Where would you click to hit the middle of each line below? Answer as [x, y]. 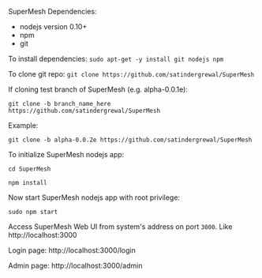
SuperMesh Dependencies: [52, 11]
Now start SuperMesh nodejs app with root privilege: [94, 197]
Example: [23, 125]
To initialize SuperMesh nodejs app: [66, 154]
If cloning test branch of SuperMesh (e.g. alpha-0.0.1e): [98, 89]
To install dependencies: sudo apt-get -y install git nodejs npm [116, 59]
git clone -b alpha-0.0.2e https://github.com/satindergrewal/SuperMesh [130, 140]
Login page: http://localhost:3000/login [72, 250]
